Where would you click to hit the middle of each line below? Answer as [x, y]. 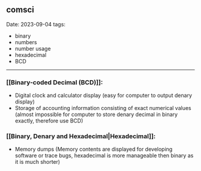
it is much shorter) [37, 162]
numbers [26, 42]
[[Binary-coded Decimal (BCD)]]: [55, 82]
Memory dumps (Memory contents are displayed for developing [94, 149]
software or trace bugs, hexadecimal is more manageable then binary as [104, 155]
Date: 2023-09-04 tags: [36, 24]
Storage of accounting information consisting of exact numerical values [103, 108]
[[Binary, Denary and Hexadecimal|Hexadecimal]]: [81, 136]
